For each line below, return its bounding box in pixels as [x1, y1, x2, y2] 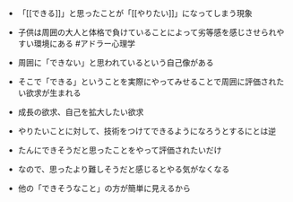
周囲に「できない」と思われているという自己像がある [17, 57, 214, 67]
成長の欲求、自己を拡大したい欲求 [17, 107, 144, 117]
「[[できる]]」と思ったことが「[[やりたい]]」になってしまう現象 [17, 8, 253, 18]
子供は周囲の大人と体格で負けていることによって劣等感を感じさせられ [17, 27, 277, 38]
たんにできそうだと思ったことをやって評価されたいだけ [17, 145, 222, 155]
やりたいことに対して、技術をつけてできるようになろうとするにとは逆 [17, 126, 276, 136]
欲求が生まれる [25, 88, 82, 98]
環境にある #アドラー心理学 [33, 39, 136, 48]
